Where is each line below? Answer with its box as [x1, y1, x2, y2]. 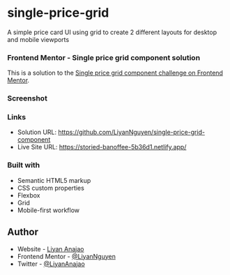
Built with [7, 161, 40, 170]
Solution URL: [17, 128, 57, 137]
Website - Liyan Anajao [17, 244, 84, 253]
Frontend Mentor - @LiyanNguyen [17, 252, 116, 260]
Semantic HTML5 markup [17, 176, 91, 184]
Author [7, 226, 38, 238]
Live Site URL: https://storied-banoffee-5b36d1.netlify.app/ [17, 143, 187, 151]
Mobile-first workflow [17, 206, 80, 214]
